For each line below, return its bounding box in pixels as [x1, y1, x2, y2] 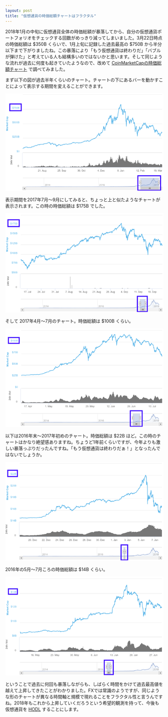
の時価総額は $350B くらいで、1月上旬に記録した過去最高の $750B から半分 [5, 41, 162, 47]
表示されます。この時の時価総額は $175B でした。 [5, 203, 108, 209]
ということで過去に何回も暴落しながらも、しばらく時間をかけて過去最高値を [5, 681, 163, 687]
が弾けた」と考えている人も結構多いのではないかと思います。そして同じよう [5, 53, 163, 60]
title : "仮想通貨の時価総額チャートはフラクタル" [5, 13, 96, 19]
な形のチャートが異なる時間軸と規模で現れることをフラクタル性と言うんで [5, 693, 159, 699]
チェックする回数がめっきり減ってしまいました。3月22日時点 [36, 35, 163, 41]
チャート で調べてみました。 [9, 66, 68, 72]
